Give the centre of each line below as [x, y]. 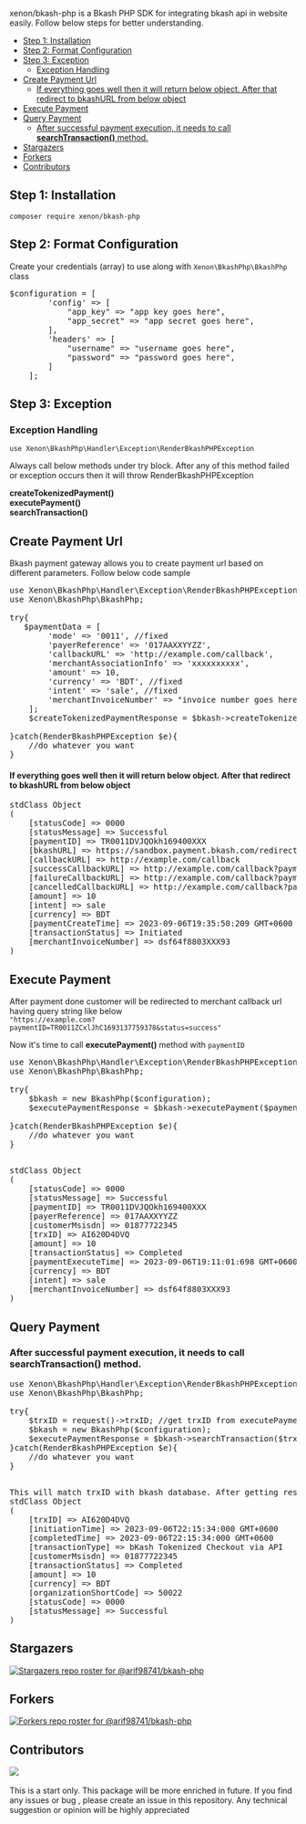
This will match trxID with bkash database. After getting [144, 1492]
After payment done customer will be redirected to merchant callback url [146, 1001]
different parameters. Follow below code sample [100, 573]
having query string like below [66, 1012]
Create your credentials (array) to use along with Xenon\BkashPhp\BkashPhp [148, 266]
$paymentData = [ [63, 627]
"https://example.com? [52, 1020]
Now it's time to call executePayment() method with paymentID [127, 1045]
